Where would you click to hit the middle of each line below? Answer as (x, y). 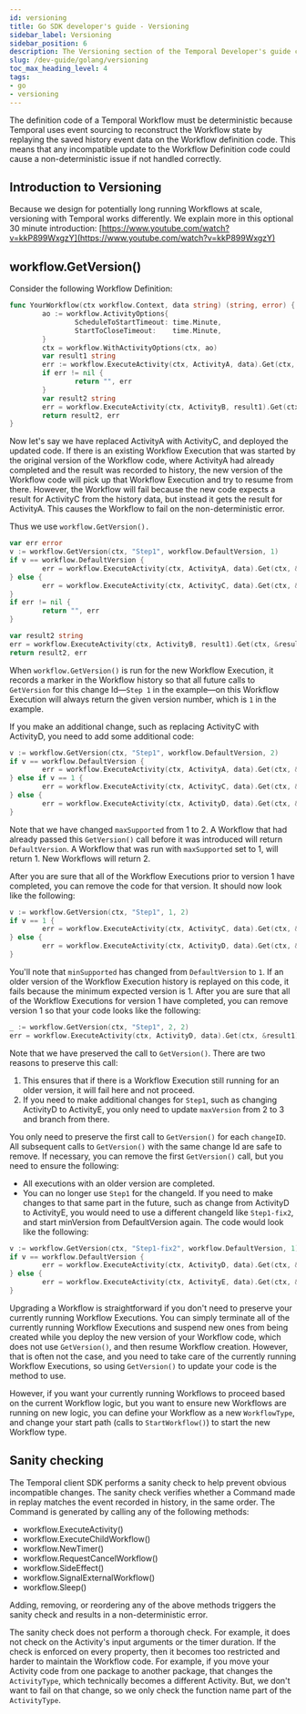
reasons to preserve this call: (64, 1062)
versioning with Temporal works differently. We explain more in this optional (152, 218)
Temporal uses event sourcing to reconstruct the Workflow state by (136, 129)
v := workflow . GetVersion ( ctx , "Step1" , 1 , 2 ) (99, 912)
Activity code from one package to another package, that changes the (141, 1670)
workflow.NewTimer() (63, 1548)
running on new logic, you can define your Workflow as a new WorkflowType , (153, 1413)
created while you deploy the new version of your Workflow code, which (145, 1337)
